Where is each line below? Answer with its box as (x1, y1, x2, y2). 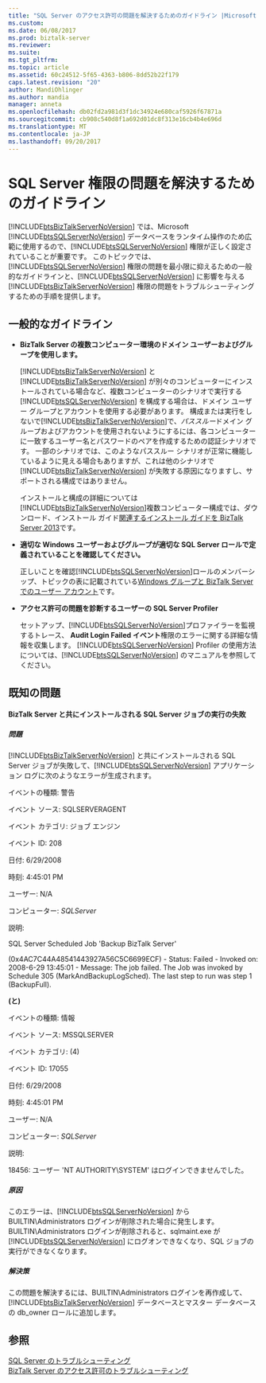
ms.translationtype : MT (8, 123, 87, 131)
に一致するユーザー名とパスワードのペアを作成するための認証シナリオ (19, 436, 250, 446)
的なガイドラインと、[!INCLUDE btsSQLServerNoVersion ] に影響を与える (8, 272, 245, 281)
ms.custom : (8, 19, 44, 27)
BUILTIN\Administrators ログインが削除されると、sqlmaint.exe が (8, 1227, 221, 1236)
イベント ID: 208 (8, 838, 62, 848)
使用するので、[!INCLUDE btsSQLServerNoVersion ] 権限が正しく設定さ (21, 242, 253, 252)
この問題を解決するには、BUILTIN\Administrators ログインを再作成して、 (8, 1287, 247, 1298)
